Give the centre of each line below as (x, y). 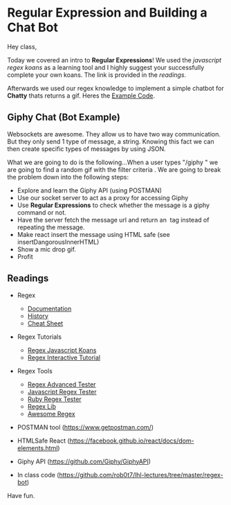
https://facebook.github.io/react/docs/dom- (132, 441)
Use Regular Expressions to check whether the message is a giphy (113, 205)
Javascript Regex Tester (62, 391)
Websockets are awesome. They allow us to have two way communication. (114, 134)
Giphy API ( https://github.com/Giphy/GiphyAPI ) (84, 461)
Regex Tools (35, 371)
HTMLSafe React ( (44, 441)
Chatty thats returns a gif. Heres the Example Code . (81, 96)
